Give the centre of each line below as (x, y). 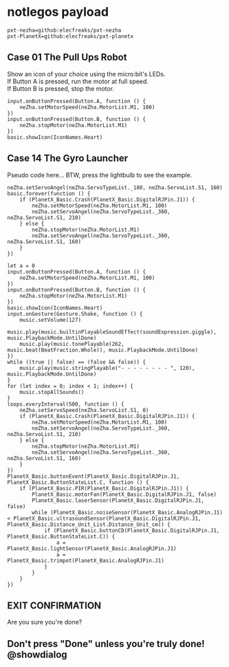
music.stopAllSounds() (52, 392)
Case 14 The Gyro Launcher (68, 158)
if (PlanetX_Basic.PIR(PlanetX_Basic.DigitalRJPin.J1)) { (104, 488)
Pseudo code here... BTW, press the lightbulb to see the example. (100, 175)
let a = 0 (21, 265)
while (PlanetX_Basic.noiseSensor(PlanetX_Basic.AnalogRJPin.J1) (128, 512)
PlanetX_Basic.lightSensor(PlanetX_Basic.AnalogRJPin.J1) (92, 548)
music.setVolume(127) (50, 320)
